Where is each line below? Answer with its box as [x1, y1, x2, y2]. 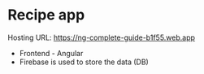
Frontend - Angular [19, 48, 84, 58]
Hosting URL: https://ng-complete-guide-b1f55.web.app [7, 33, 196, 42]
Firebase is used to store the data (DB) [19, 57, 150, 67]
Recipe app [7, 6, 85, 24]
